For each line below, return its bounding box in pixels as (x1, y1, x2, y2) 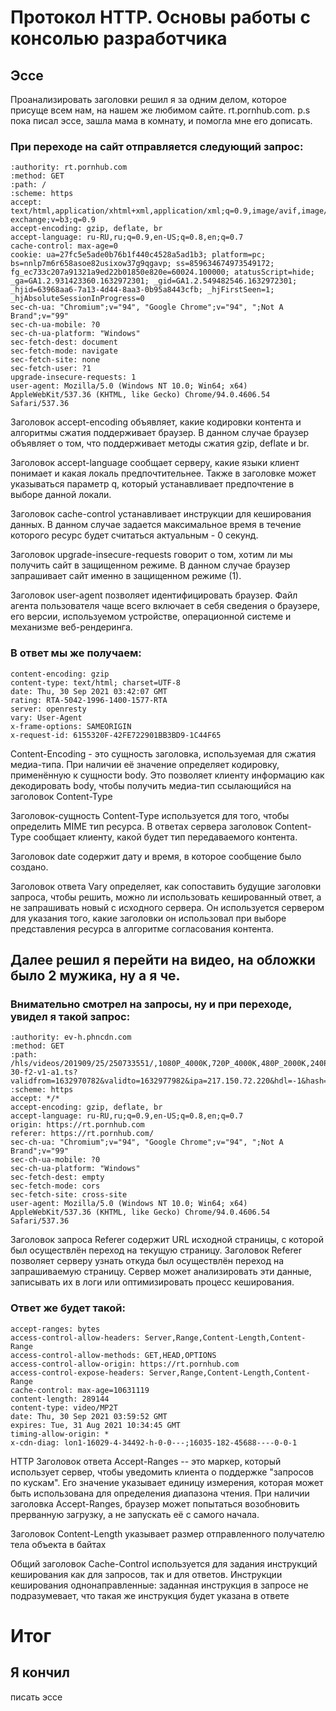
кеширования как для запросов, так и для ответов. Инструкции (10, 1568, 283, 1580)
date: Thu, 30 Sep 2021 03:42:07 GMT (10, 686, 168, 696)
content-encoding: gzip (10, 669, 110, 679)
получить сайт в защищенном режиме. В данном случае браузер (10, 559, 291, 571)
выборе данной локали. (10, 489, 112, 501)
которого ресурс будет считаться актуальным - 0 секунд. (10, 529, 259, 541)
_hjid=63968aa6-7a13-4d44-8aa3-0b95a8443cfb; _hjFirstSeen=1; (10, 285, 275, 295)
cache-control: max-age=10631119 (10, 1385, 150, 1395)
